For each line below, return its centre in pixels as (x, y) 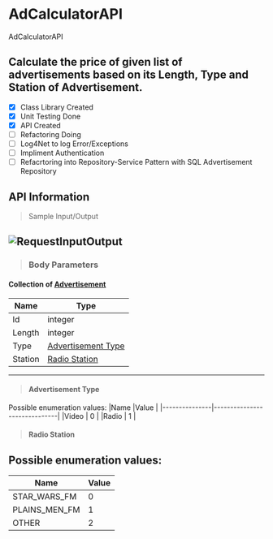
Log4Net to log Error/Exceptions (74, 144)
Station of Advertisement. (76, 87)
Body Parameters (63, 265)
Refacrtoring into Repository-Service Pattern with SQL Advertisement (136, 162)
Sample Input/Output (63, 216)
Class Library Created (56, 107)
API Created (40, 125)
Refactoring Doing (50, 134)
